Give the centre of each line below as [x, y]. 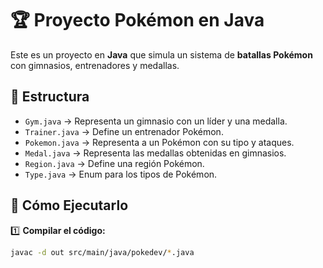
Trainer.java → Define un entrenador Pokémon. [124, 131]
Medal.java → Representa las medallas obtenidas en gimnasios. [155, 153]
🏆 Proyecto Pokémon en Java [137, 20]
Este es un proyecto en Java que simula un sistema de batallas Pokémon [161, 54]
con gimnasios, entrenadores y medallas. [95, 65]
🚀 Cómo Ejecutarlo [69, 205]
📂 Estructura [50, 97]
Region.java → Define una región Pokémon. [114, 163]
